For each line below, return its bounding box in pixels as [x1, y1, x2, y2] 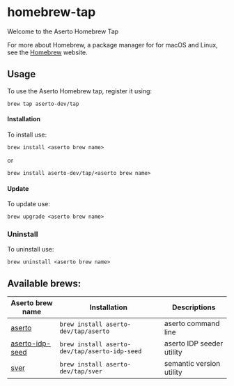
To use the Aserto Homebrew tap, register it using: [7, 86, 152, 95]
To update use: [7, 200, 50, 208]
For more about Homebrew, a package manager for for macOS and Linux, [7, 40, 218, 49]
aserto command [164, 318, 220, 328]
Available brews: [7, 277, 81, 289]
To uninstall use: [7, 245, 54, 254]
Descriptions [171, 302, 216, 312]
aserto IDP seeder [164, 339, 224, 348]
